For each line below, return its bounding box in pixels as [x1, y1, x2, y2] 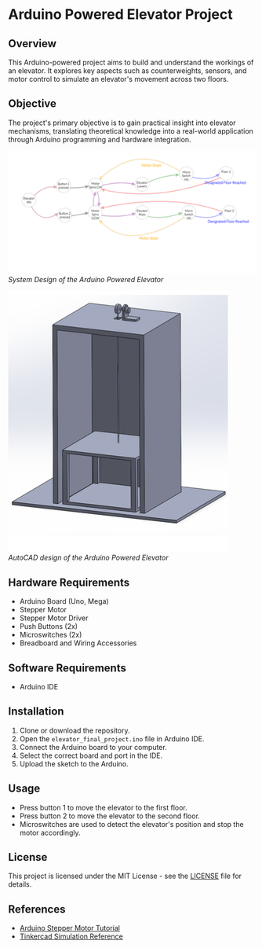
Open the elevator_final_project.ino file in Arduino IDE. [19, 733, 205, 744]
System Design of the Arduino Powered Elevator [8, 275, 164, 285]
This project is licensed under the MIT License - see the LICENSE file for [8, 871, 242, 881]
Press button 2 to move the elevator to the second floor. [19, 811, 200, 821]
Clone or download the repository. [19, 726, 131, 735]
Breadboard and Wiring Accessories [19, 638, 137, 648]
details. [8, 880, 32, 889]
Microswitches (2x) [19, 630, 82, 640]
